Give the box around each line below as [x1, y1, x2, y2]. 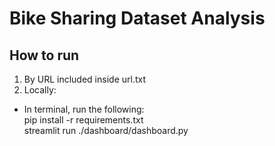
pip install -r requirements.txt [23, 114, 144, 126]
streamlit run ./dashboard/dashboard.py [23, 125, 189, 136]
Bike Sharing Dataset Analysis [9, 7, 266, 30]
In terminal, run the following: [23, 103, 145, 115]
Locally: [23, 84, 57, 96]
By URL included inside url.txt [23, 73, 146, 85]
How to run [9, 47, 80, 64]
